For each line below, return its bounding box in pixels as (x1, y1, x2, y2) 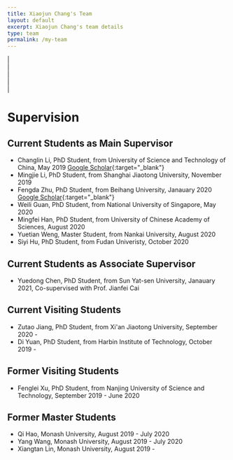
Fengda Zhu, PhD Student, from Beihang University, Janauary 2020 (17, 186, 212, 194)
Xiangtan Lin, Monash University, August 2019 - (17, 445, 155, 453)
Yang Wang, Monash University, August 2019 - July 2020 (17, 438, 183, 446)
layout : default (7, 17, 55, 24)
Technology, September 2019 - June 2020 (17, 391, 140, 399)
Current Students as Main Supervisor (7, 137, 174, 149)
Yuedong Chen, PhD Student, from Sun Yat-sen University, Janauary (17, 276, 216, 285)
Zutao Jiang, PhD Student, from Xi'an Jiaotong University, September (17, 322, 218, 331)
